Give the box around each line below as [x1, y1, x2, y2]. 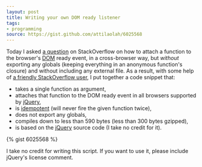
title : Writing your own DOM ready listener [6, 15, 121, 21]
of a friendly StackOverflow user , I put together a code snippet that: [6, 74, 175, 81]
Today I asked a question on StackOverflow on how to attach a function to [6, 48, 192, 55]
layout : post [6, 8, 39, 15]
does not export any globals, [15, 111, 87, 119]
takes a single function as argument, [15, 85, 106, 93]
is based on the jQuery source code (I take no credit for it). [15, 124, 162, 131]
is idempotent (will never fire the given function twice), [15, 105, 152, 112]
